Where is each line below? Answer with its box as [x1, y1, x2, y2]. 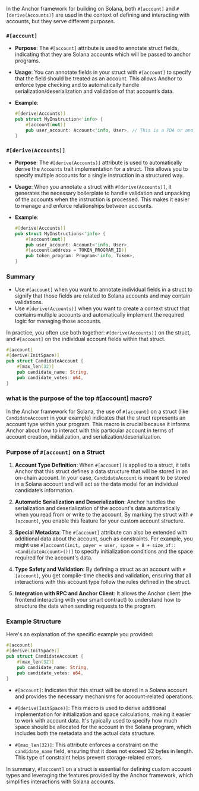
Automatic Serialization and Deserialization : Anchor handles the [14, 498, 175, 505]
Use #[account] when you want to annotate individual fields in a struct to [14, 286, 193, 293]
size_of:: [152, 543, 176, 549]
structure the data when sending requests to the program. [14, 602, 157, 609]
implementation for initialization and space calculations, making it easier [14, 711, 191, 718]
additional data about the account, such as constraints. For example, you [14, 535, 193, 542]
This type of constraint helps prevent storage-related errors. [14, 754, 163, 761]
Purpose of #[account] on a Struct [6, 448, 105, 456]
